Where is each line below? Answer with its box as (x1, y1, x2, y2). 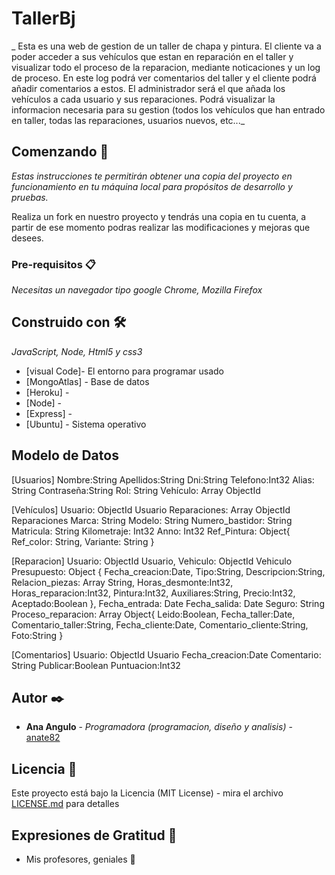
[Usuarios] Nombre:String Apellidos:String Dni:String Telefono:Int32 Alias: (11, 473, 315, 486)
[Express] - (25, 407, 73, 419)
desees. (11, 232, 44, 244)
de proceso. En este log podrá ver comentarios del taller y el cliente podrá (11, 72, 317, 84)
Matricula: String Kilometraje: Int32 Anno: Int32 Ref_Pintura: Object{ (11, 525, 291, 537)
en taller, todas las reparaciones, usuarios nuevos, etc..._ (11, 114, 246, 126)
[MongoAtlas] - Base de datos (25, 375, 150, 387)
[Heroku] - (25, 386, 70, 398)
